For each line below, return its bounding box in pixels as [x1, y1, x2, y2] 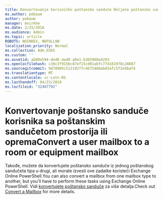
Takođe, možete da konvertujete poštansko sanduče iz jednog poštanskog [5, 163, 154, 169]
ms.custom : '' [5, 52, 34, 58]
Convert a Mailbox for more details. [5, 189, 76, 195]
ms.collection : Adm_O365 [5, 48, 55, 53]
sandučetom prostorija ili [5, 126, 108, 137]
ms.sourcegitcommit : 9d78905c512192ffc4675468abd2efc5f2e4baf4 [5, 66, 136, 71]
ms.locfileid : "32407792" [5, 84, 57, 89]
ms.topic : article [5, 35, 42, 40]
